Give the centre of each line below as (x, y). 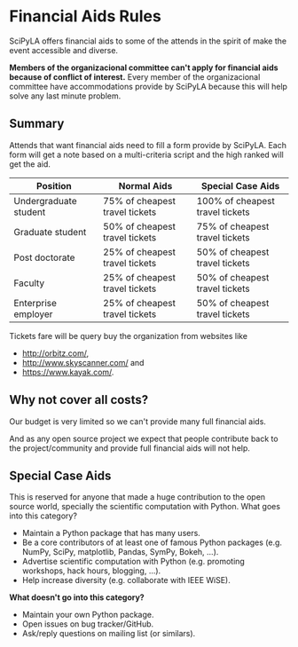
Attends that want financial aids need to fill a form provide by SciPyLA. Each (148, 145)
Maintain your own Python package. (88, 615)
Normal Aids (145, 185)
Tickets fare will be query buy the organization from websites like (129, 335)
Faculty (29, 283)
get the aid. (30, 164)
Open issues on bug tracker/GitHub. (88, 624)
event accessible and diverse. (63, 50)
